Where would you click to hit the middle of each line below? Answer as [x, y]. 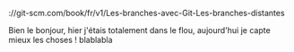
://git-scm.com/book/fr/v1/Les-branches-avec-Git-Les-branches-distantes [147, 13]
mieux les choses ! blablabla [61, 40]
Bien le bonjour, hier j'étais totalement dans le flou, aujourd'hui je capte [139, 30]
